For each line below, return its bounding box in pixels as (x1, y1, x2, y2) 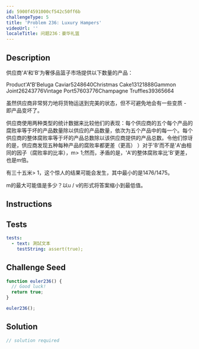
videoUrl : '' (6, 25, 38, 31)
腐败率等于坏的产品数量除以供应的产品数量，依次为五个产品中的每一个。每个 (6, 127, 193, 134)
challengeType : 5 (6, 14, 49, 20)
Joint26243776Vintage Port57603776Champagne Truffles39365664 (6, 87, 175, 94)
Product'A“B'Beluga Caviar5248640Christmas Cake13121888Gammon (6, 81, 176, 88)
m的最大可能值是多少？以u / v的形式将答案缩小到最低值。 (6, 181, 146, 188)
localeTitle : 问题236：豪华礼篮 (6, 31, 80, 37)
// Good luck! (11, 284, 46, 290)
